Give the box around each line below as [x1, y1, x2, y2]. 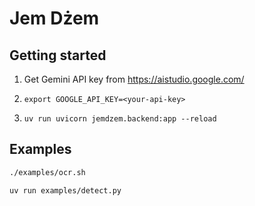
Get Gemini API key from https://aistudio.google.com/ [23, 73, 245, 85]
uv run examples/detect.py [9, 185, 122, 196]
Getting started [9, 47, 107, 64]
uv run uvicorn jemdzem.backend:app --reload [23, 114, 217, 124]
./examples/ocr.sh [9, 167, 86, 177]
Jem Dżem [9, 7, 100, 30]
